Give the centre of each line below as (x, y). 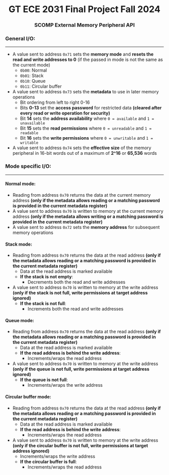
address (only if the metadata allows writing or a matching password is (88, 216)
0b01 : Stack (32, 76)
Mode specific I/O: (28, 166)
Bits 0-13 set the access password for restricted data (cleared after (91, 108)
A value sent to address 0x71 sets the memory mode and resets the (83, 54)
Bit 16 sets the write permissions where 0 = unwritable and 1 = (87, 138)
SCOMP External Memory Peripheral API (84, 25)
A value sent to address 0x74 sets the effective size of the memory (82, 148)
